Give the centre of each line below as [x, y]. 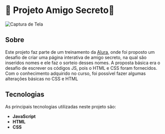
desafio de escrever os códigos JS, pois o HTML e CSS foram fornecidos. [81, 68]
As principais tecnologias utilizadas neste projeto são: [61, 106]
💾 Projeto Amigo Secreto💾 [60, 10]
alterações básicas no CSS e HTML [42, 79]
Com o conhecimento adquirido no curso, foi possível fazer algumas [75, 73]
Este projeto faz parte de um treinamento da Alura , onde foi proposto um [80, 52]
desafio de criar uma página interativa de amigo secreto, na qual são [76, 57]
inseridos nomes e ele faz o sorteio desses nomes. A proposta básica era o [83, 63]
